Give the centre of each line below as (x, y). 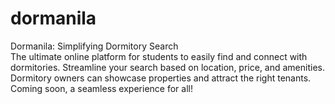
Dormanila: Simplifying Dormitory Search (94, 46)
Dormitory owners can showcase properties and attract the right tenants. (161, 78)
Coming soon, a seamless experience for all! (101, 88)
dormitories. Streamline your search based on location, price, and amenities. (167, 67)
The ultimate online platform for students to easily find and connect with (159, 56)
